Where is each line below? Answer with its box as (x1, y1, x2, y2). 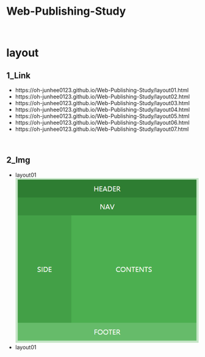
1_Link (6, 70, 31, 81)
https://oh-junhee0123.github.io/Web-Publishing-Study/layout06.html (15, 119, 190, 126)
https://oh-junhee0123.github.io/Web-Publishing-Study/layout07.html (15, 125, 189, 133)
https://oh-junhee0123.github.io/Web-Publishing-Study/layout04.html (15, 106, 190, 113)
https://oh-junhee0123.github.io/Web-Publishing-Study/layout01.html (15, 86, 189, 94)
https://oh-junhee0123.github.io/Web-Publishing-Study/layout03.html (15, 99, 190, 106)
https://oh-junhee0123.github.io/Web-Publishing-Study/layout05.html (15, 112, 190, 120)
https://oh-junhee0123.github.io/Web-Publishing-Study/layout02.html (15, 93, 190, 100)
